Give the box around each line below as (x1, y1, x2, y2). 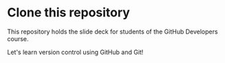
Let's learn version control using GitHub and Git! (7, 48, 144, 56)
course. (7, 34, 29, 42)
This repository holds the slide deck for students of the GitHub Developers (7, 27, 218, 36)
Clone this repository (7, 5, 131, 21)
